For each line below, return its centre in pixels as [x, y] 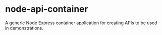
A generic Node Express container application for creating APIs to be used [81, 23]
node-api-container [47, 9]
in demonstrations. [24, 28]
